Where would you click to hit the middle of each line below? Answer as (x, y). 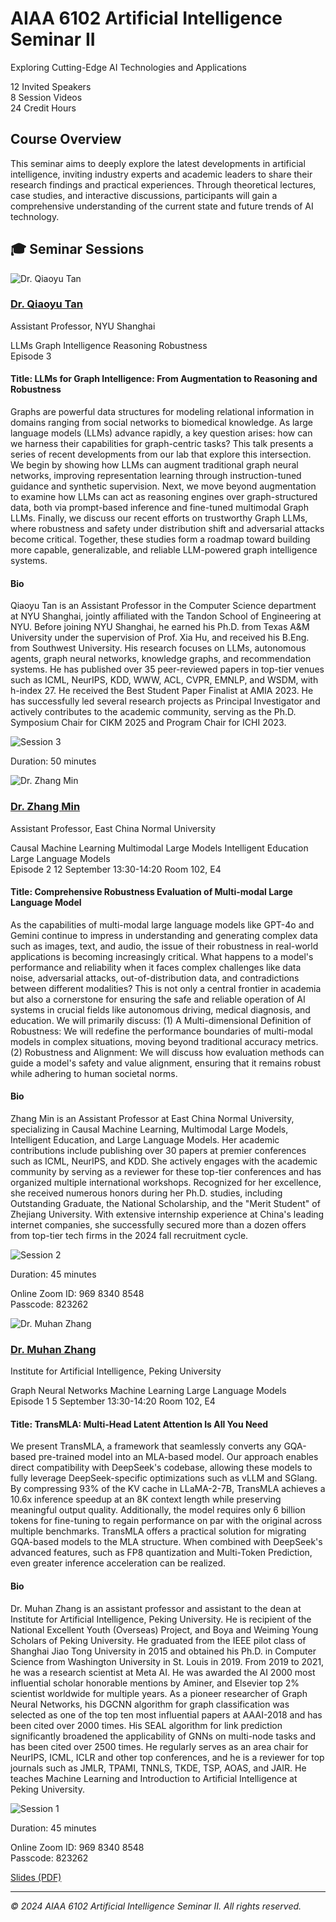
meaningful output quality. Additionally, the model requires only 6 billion (158, 1510)
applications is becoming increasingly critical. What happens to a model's (162, 956)
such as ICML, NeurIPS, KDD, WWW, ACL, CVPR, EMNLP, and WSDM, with (164, 680)
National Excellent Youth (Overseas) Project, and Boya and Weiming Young (164, 1629)
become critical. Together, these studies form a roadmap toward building (160, 539)
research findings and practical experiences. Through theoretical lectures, (163, 184)
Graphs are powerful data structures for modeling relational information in (162, 412)
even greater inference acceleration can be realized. (118, 1563)
